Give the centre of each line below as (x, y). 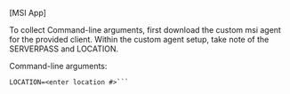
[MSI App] (28, 13)
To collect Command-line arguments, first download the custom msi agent (145, 30)
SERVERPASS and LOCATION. (64, 49)
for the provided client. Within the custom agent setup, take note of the (139, 39)
